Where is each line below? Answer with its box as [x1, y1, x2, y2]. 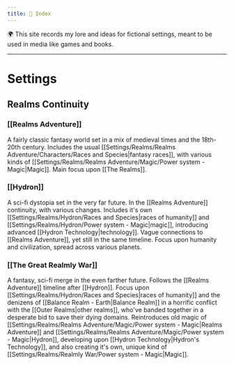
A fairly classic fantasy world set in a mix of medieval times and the [7, 135, 201, 144]
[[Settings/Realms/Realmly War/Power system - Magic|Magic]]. [7, 350, 189, 359]
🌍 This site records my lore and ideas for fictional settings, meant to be [7, 29, 212, 38]
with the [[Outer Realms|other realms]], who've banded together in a [7, 306, 204, 314]
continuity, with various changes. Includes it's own [7, 205, 153, 214]
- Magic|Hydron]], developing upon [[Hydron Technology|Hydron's [7, 336, 200, 344]
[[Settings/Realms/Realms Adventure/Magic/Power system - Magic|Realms [7, 320, 223, 329]
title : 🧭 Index [7, 10, 52, 17]
